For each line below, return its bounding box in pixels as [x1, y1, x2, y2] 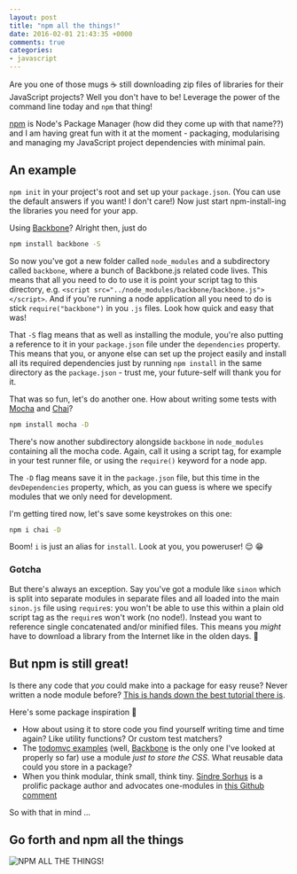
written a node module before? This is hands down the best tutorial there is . [9, 689, 285, 700]
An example [9, 163, 77, 178]
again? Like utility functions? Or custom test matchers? [21, 733, 223, 744]
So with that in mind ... [9, 807, 91, 817]
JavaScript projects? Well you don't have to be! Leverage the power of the [9, 92, 281, 102]
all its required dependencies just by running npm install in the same [9, 357, 262, 368]
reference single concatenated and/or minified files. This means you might [9, 621, 282, 632]
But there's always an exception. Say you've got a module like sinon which [9, 583, 281, 594]
